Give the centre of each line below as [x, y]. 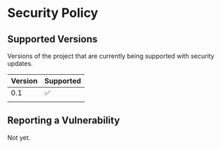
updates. [20, 64]
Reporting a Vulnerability [64, 120]
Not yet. [19, 137]
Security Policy [53, 13]
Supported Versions [52, 39]
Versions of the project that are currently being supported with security [111, 56]
